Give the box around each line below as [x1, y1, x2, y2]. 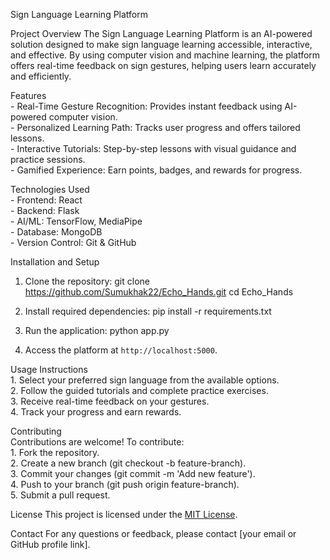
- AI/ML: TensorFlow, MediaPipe [10, 215, 143, 227]
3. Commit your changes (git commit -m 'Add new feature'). [10, 468, 256, 479]
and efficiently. [10, 70, 72, 82]
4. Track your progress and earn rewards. [10, 406, 182, 418]
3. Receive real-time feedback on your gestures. [10, 395, 210, 407]
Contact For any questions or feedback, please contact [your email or [10, 528, 297, 539]
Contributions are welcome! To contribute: [10, 436, 185, 448]
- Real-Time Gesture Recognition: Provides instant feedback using [10, 100, 283, 112]
